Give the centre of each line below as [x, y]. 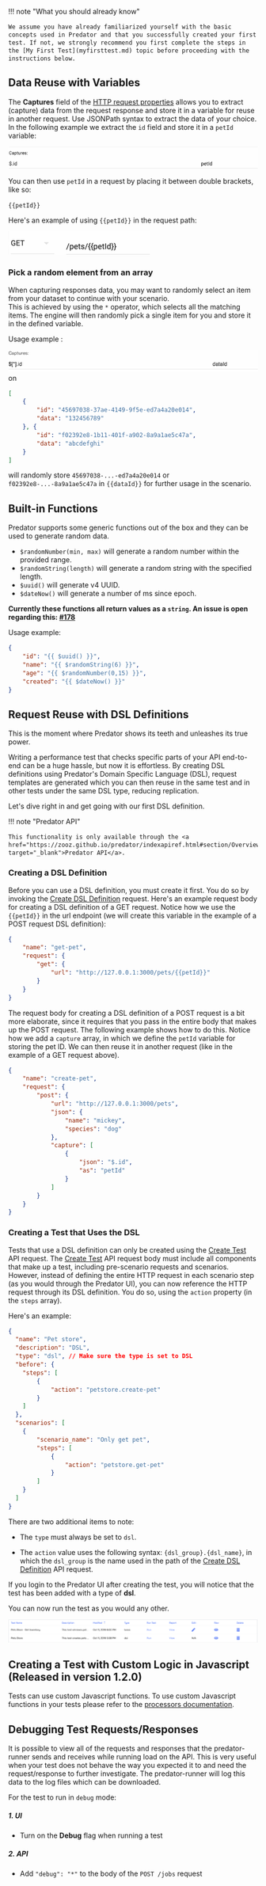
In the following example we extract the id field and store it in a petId [121, 127]
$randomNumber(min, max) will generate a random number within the [129, 551]
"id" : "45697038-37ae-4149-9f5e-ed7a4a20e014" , [116, 410]
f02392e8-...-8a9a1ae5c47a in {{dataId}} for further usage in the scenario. [130, 484]
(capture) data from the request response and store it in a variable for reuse [131, 110]
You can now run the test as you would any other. [89, 1608]
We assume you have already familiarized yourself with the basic [120, 27]
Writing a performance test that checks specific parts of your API [114, 757]
